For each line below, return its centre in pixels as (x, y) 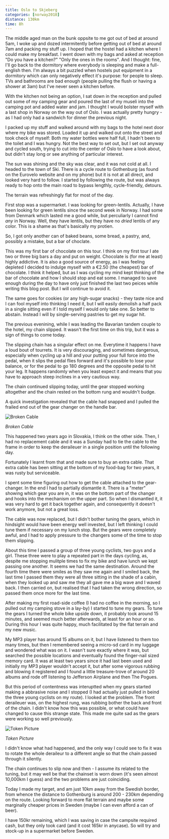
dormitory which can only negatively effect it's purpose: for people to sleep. (84, 76)
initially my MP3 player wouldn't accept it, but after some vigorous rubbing (83, 666)
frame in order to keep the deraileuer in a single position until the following (82, 447)
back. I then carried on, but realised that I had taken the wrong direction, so (84, 588)
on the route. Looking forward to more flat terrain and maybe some (75, 800)
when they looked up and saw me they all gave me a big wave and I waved (83, 583)
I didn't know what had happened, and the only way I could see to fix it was (83, 748)
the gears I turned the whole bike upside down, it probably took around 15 (82, 614)
